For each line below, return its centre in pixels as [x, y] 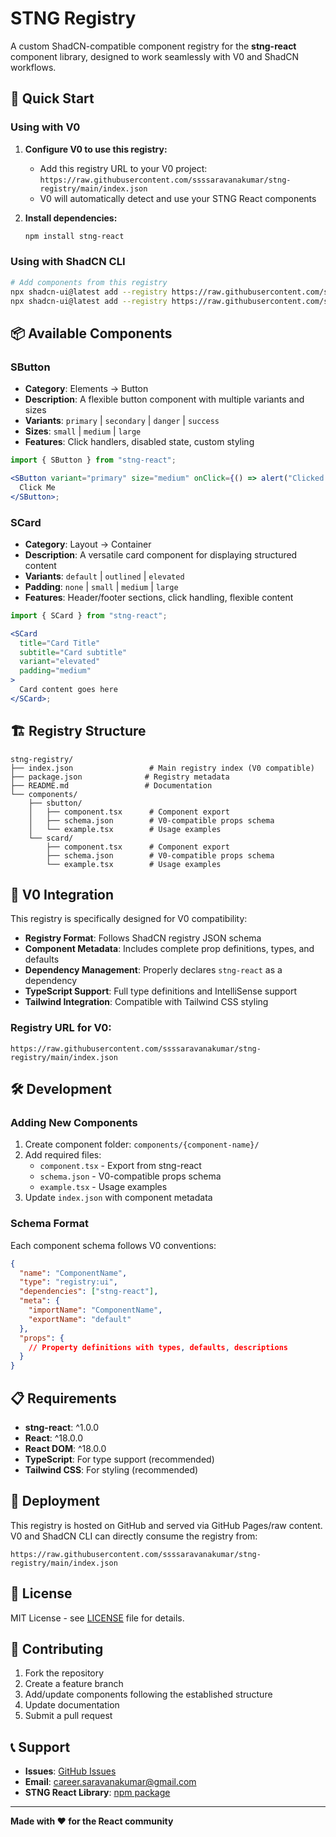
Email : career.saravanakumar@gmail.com [110, 1782]
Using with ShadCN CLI [68, 262]
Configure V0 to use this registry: [96, 149]
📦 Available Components [91, 333]
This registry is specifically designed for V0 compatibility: [129, 919]
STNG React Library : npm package [97, 1793]
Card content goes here [68, 690]
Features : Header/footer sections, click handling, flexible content [159, 597]
